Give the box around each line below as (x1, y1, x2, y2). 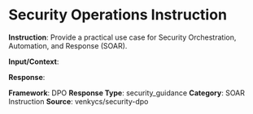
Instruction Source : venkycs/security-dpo (8, 96, 149, 106)
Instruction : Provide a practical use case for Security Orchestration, (8, 32, 237, 42)
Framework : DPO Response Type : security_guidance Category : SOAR (8, 87, 246, 98)
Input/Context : (8, 57, 59, 66)
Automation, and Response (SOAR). (8, 40, 128, 50)
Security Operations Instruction (8, 6, 228, 24)
